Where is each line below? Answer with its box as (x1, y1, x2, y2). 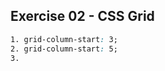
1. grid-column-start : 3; (10, 34, 118, 44)
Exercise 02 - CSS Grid (10, 8, 155, 25)
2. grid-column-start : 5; (10, 44, 118, 54)
